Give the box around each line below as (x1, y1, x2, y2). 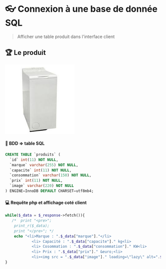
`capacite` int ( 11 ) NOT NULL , (9, 168, 72, 173)
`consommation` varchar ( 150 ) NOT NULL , (9, 173, 92, 178)
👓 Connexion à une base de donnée (5, 3, 158, 15)
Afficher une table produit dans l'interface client (17, 34, 115, 39)
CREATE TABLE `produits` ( (5, 152, 61, 157)
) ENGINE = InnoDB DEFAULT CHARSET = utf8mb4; (5, 189, 94, 193)
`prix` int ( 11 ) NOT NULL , (9, 178, 63, 183)
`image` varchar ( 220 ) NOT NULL (9, 183, 74, 189)
